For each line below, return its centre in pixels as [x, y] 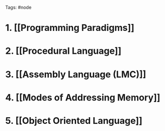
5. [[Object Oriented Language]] [74, 121]
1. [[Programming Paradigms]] [70, 28]
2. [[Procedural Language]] [63, 51]
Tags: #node [19, 7]
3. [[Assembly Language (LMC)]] [76, 74]
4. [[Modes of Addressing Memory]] [83, 97]
